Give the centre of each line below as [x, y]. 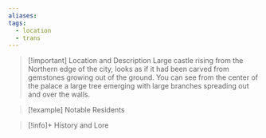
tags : [17, 23]
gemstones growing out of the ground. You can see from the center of [143, 77]
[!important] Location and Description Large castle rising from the [135, 61]
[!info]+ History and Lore [68, 125]
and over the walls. [59, 95]
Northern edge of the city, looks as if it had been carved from [128, 69]
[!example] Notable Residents [76, 110]
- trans [28, 38]
